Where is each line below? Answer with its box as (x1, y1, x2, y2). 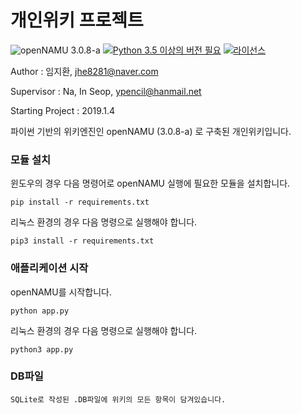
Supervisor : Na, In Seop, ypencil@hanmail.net (10, 85, 202, 97)
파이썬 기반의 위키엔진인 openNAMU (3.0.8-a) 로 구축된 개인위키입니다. (10, 125, 292, 137)
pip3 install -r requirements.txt (10, 236, 155, 246)
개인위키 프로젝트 (10, 9, 144, 32)
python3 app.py (10, 344, 74, 355)
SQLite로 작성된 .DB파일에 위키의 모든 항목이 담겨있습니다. (10, 394, 227, 405)
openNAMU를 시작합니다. (10, 286, 112, 298)
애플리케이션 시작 (10, 261, 89, 275)
